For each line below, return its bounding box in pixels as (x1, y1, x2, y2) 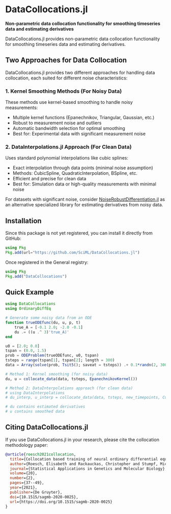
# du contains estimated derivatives (5, 404, 85, 410)
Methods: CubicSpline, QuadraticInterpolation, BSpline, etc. (12, 170, 138, 176)
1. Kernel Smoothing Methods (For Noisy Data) (5, 88, 122, 95)
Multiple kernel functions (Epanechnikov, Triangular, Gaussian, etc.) (12, 115, 155, 121)
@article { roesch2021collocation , (5, 452, 76, 457)
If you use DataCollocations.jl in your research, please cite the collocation (5, 437, 159, 443)
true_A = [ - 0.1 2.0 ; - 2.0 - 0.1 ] (14, 324, 83, 330)
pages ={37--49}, (10, 480, 44, 485)
